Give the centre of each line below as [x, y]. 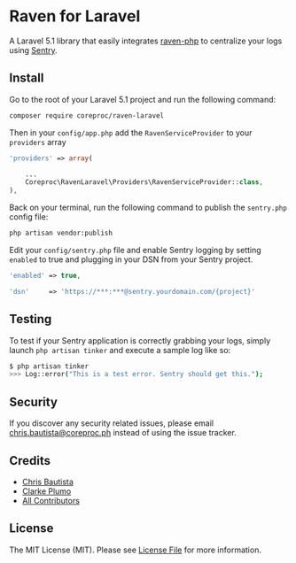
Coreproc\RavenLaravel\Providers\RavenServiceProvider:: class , [144, 182]
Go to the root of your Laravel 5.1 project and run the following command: [143, 99]
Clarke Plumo [47, 491]
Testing [31, 319]
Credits [30, 461]
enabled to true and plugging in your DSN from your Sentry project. [131, 259]
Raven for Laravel [75, 16]
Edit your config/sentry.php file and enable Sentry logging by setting [135, 250]
